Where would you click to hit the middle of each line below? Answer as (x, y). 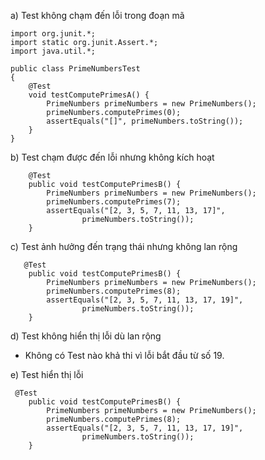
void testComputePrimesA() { (89, 95)
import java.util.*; (53, 51)
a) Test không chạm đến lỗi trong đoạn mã (97, 15)
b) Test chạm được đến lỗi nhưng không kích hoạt (112, 157)
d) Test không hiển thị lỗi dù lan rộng (86, 336)
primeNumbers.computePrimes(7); (114, 202)
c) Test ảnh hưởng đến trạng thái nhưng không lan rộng (124, 246)
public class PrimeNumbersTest (75, 69)
